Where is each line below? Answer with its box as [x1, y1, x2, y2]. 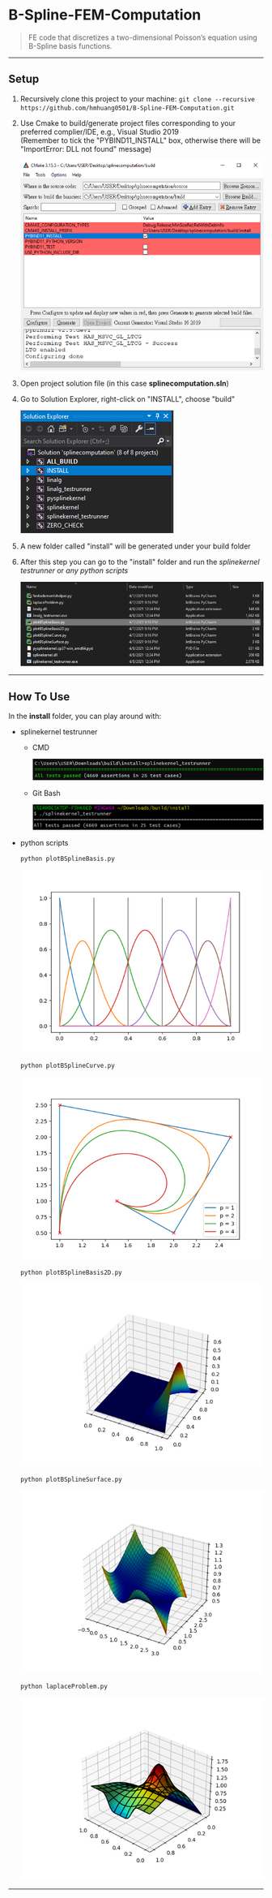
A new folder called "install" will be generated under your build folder [19, 541, 251, 551]
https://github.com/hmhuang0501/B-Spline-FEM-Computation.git [19, 104, 235, 112]
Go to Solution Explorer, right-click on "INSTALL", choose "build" [19, 394, 236, 403]
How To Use [8, 690, 70, 704]
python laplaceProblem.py [19, 1682, 108, 1690]
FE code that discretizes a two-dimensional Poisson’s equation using [28, 32, 257, 42]
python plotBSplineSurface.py [19, 1475, 123, 1483]
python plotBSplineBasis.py [19, 854, 115, 863]
